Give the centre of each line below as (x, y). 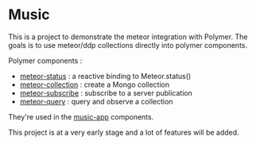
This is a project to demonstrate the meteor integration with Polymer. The (128, 37)
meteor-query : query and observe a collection (96, 101)
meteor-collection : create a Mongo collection (95, 84)
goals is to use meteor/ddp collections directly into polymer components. (128, 45)
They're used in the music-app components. (81, 116)
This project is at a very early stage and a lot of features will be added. (124, 132)
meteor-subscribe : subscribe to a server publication (106, 92)
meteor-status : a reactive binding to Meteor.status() (105, 76)
